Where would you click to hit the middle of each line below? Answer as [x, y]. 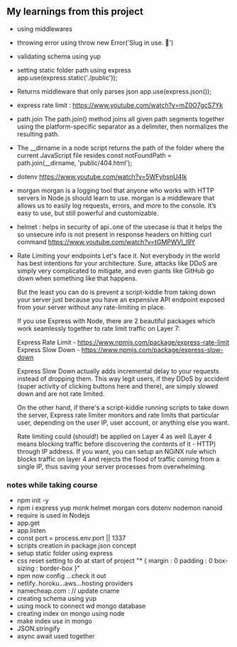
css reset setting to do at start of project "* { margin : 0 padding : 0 [115, 561]
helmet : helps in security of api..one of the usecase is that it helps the [120, 227]
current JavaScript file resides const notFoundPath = [94, 155]
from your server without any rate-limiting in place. [91, 307]
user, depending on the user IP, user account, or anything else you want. [123, 423]
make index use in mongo [55, 621]
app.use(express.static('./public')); [67, 77]
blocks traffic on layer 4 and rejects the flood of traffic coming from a [118, 459]
